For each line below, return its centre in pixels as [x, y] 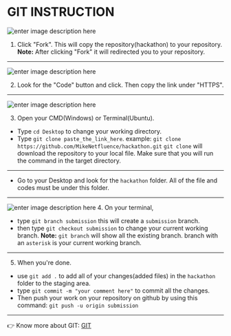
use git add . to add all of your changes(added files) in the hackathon [116, 275]
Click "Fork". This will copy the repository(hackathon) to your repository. [119, 44]
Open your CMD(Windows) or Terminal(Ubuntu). [86, 118]
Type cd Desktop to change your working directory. [89, 131]
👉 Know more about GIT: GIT [49, 325]
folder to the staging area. [54, 283]
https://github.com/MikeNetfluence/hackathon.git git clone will [110, 146]
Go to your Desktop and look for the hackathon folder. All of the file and [117, 180]
